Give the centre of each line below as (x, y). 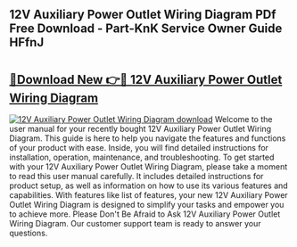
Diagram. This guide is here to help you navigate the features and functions (148, 138)
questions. (29, 233)
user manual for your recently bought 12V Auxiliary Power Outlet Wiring (140, 129)
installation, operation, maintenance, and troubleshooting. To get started (142, 157)
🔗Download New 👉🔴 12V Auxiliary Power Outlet (146, 79)
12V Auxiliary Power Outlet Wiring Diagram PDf (143, 15)
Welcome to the (243, 119)
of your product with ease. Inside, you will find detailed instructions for (139, 148)
